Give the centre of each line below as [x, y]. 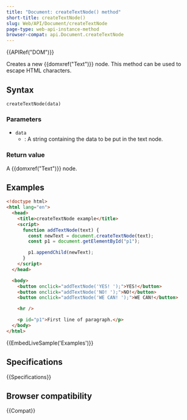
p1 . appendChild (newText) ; [61, 253]
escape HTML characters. [39, 70]
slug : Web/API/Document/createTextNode [57, 23]
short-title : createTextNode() [46, 18]
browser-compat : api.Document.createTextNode [65, 35]
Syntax [20, 90]
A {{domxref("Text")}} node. [42, 168]
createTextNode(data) [34, 104]
